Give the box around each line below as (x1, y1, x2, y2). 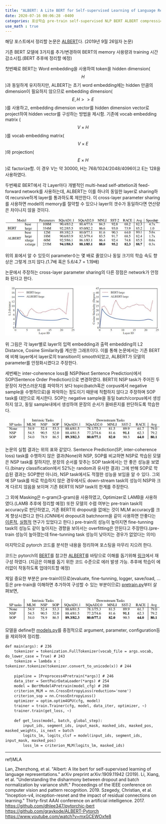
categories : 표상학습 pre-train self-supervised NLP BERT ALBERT (5, 18, 138, 23)
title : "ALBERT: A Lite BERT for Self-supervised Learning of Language (5, 8, 156, 13)
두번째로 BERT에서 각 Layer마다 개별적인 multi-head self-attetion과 (5, 182, 137, 188)
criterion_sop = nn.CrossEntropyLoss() (14, 694, 96, 699)
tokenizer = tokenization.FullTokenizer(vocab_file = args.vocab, (14, 649, 154, 654)
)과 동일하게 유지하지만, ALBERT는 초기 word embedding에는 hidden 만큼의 (5, 82, 153, 88)
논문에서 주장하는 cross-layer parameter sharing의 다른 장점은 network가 (5, 269, 150, 275)
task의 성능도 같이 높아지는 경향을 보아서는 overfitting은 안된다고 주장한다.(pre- (5, 526, 160, 531)
